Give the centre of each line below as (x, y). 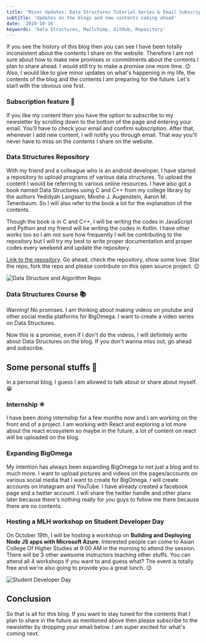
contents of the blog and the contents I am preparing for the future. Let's (98, 79)
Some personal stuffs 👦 (52, 367)
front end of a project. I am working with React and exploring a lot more (97, 424)
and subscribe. (25, 348)
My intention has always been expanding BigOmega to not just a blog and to (103, 467)
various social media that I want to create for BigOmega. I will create (93, 480)
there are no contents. (34, 506)
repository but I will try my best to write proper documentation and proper (100, 241)
